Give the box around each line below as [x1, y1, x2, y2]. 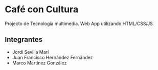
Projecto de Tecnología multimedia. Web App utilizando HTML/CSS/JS [5, 20, 153, 27]
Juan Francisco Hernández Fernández [12, 54, 93, 60]
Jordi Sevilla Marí [12, 49, 49, 55]
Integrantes [5, 35, 43, 44]
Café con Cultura [5, 4, 79, 15]
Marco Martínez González [12, 60, 67, 66]
